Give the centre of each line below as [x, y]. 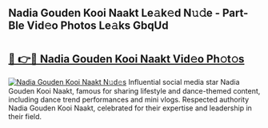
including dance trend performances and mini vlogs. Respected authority [129, 100]
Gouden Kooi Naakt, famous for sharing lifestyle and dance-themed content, [134, 91]
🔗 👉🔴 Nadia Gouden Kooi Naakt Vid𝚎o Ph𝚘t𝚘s [126, 59]
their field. [25, 116]
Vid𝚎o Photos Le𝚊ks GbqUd [98, 26]
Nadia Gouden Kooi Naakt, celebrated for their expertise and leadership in [130, 108]
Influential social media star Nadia [184, 82]
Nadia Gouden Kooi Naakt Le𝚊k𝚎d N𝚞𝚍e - [114, 13]
